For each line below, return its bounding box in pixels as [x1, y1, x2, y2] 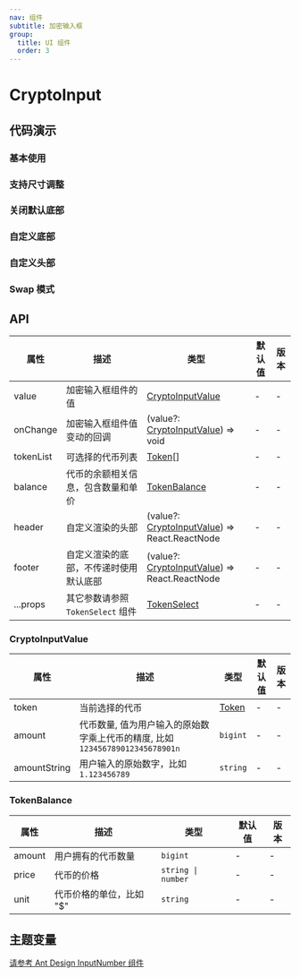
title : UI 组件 [17, 38, 71, 47]
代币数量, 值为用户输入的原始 [79, 718, 201, 731]
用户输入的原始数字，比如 [79, 758, 187, 770]
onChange [13, 424, 58, 436]
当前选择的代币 [79, 702, 143, 715]
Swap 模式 [9, 283, 55, 296]
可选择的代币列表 [65, 451, 138, 464]
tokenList [13, 450, 53, 463]
